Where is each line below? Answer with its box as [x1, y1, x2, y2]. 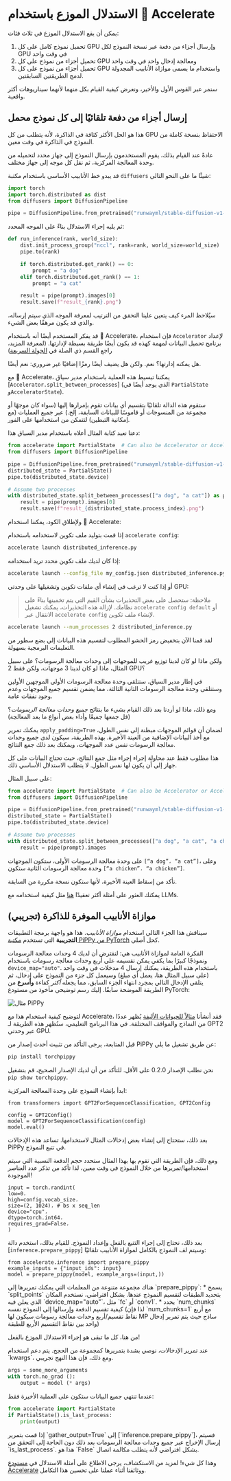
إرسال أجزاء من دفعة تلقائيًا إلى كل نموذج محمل [8, 112, 187, 124]
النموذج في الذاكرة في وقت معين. [8, 137, 95, 146]
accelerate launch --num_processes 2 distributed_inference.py [8, 623, 193, 631]
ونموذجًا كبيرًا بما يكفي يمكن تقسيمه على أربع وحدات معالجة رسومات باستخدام [8, 956, 208, 964]
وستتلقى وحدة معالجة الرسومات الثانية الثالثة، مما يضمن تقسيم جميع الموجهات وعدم [8, 684, 222, 692]
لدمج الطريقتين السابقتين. [17, 71, 84, 80]
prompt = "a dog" [32, 267, 82, 274]
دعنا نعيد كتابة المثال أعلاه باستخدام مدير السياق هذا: [8, 429, 141, 437]
